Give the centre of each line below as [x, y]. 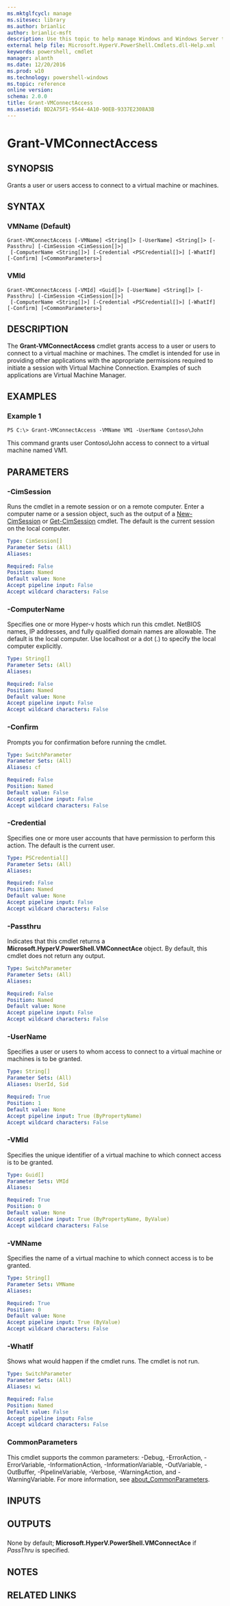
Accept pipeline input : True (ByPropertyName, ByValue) [88, 1219]
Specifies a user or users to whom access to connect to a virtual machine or [115, 1051]
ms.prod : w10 [26, 71]
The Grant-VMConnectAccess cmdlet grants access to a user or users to [112, 346]
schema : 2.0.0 [27, 97]
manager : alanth [30, 58]
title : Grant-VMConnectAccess [50, 103]
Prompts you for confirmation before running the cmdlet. [87, 742]
